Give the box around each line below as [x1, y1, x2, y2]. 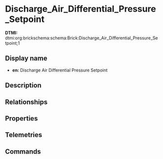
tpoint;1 [5, 40, 20, 46]
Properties [5, 114, 38, 123]
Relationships [5, 98, 48, 106]
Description [5, 81, 41, 89]
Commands [5, 147, 41, 156]
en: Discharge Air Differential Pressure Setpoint [12, 67, 108, 73]
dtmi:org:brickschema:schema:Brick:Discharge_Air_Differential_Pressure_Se [5, 35, 158, 41]
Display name [5, 54, 47, 63]
